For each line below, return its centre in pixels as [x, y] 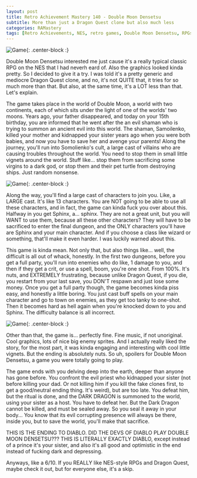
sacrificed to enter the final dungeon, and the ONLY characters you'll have [96, 226]
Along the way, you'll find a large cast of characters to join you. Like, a [91, 195]
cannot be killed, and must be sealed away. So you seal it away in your [91, 409]
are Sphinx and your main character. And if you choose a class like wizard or [98, 233]
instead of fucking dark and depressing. [54, 452]
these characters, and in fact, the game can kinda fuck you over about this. [97, 208]
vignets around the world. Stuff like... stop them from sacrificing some [91, 160]
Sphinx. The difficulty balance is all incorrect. [61, 313]
